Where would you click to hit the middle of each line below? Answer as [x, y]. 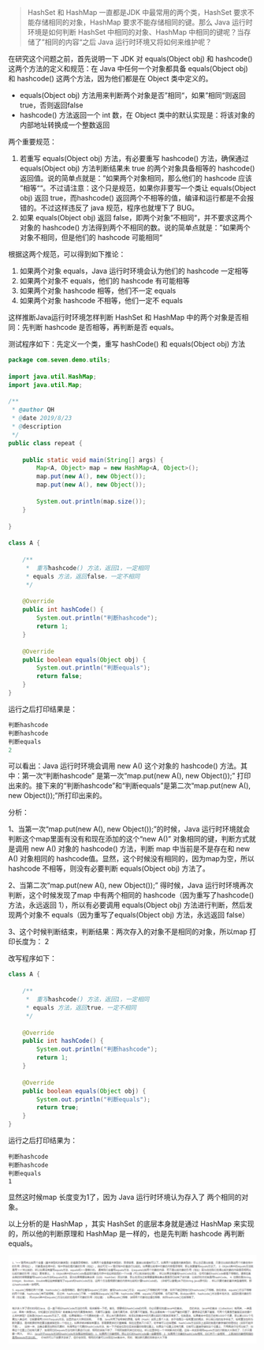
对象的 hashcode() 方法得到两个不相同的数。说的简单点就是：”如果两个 [135, 227]
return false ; [59, 677]
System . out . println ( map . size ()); [91, 501]
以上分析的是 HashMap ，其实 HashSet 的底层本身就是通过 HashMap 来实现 [131, 1224]
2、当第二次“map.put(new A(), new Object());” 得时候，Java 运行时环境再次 [131, 885]
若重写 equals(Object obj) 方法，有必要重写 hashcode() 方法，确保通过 [134, 158]
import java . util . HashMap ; [52, 377]
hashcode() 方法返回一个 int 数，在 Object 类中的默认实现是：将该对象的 [137, 115]
